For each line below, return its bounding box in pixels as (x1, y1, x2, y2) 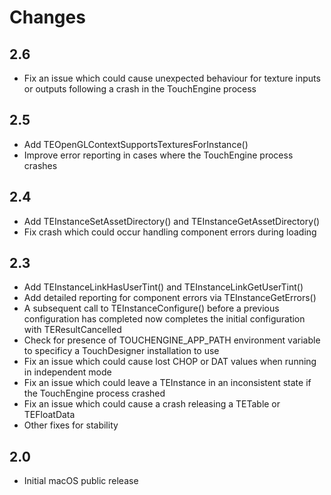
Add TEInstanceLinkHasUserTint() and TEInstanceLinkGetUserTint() (23, 281, 304, 293)
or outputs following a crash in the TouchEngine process (23, 83, 257, 95)
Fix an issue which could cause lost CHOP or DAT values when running (23, 356, 317, 368)
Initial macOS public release (23, 475, 139, 487)
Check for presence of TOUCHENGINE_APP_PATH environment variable (23, 334, 321, 346)
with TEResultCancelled (23, 324, 122, 336)
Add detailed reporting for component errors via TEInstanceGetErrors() (23, 292, 317, 304)
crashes (23, 159, 58, 171)
